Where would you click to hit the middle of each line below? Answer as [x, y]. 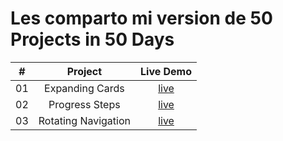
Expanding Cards [84, 88]
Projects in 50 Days [92, 39]
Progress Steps [84, 104]
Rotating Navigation [84, 120]
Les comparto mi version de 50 [141, 18]
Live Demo [166, 71]
